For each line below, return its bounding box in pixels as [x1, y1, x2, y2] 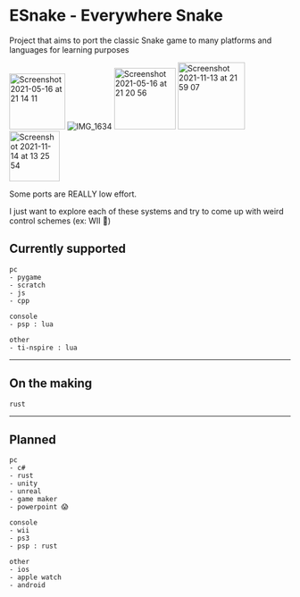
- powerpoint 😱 [9, 502, 69, 512]
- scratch [9, 281, 46, 290]
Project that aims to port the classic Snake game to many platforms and [9, 35, 272, 46]
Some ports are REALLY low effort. [9, 189, 137, 199]
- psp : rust [9, 542, 58, 551]
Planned [9, 432, 56, 447]
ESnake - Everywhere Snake [9, 5, 223, 26]
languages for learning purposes [9, 44, 129, 55]
